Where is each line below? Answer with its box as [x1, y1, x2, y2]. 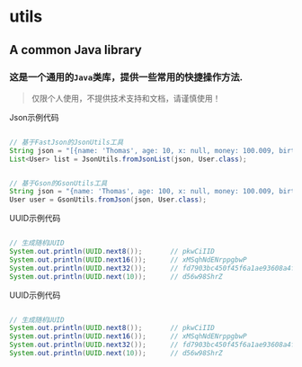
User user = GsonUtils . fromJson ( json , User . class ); [9, 195, 207, 204]
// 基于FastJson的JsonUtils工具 [9, 138, 124, 147]
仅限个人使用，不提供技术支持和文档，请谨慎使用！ [31, 93, 221, 103]
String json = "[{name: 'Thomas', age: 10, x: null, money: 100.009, [9, 146, 276, 155]
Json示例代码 [9, 112, 60, 122]
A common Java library [9, 42, 142, 58]
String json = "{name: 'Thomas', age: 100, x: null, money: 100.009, [9, 187, 276, 196]
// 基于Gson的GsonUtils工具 [9, 178, 108, 188]
